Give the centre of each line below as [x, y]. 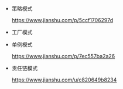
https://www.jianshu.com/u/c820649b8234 [64, 80]
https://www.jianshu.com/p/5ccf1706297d [62, 20]
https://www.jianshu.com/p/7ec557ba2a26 [63, 56]
